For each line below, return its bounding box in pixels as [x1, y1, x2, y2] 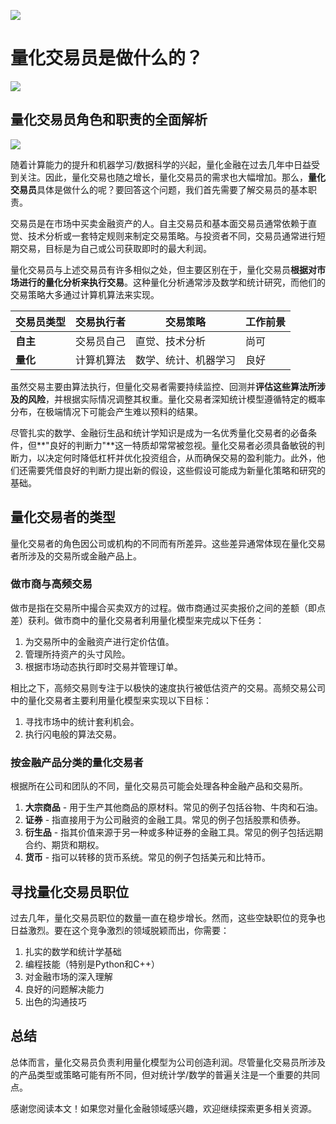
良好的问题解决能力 [24, 983, 105, 995]
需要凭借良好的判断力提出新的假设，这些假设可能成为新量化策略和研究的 [27, 464, 326, 476]
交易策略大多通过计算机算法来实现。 [10, 288, 160, 300]
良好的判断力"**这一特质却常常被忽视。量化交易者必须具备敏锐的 [49, 439, 317, 451]
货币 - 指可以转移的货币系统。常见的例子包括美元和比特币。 [24, 851, 272, 864]
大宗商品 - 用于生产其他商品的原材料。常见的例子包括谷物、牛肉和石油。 [24, 801, 324, 814]
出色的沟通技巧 [24, 995, 87, 1007]
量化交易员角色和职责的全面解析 [10, 111, 208, 129]
